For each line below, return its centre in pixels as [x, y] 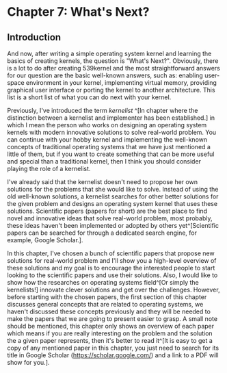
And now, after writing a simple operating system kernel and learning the [109, 53]
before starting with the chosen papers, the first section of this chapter [107, 297]
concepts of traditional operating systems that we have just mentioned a [109, 147]
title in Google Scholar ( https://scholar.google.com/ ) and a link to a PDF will [113, 355]
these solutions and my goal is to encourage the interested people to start [111, 268]
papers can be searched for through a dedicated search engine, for [102, 233]
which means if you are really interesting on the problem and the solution [110, 333]
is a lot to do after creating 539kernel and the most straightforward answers [113, 68]
